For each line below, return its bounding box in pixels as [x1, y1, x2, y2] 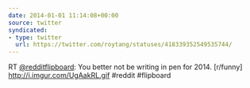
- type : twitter [8, 33, 62, 42]
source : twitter [8, 19, 62, 27]
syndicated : [8, 26, 48, 34]
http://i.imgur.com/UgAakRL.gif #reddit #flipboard [8, 71, 171, 80]
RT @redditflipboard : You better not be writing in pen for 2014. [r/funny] [8, 62, 243, 71]
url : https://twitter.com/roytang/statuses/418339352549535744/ [15, 41, 233, 49]
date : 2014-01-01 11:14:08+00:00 [8, 11, 119, 20]
